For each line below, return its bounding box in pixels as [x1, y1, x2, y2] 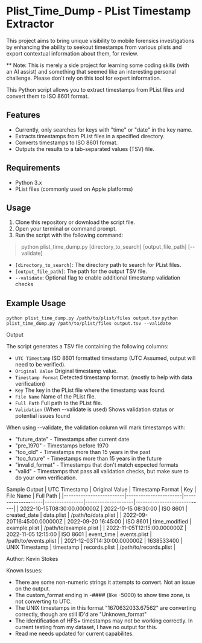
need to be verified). [14, 361, 66, 368]
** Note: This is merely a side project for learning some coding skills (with [6, 62, 190, 69]
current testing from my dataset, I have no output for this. [14, 624, 158, 631]
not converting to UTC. [14, 598, 72, 605]
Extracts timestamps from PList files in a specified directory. [14, 132, 165, 139]
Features [6, 110, 40, 120]
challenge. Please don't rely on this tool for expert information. [6, 74, 162, 82]
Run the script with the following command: [14, 231, 124, 239]
